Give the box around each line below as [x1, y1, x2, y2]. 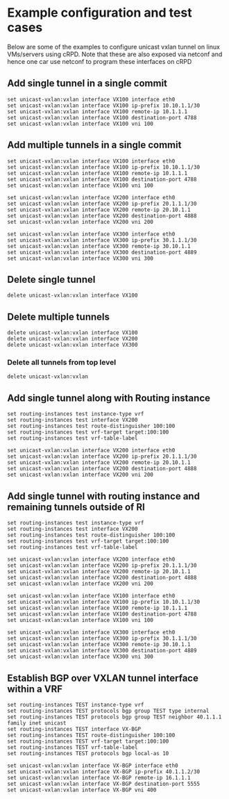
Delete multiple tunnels [7, 311, 110, 322]
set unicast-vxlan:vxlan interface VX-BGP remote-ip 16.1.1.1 [7, 774, 191, 781]
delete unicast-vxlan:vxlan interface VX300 [7, 342, 138, 349]
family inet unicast [7, 719, 67, 727]
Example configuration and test [7, 5, 192, 21]
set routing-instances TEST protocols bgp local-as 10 [7, 750, 169, 757]
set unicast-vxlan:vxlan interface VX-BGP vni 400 [7, 786, 157, 793]
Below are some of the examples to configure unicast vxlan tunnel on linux [7, 42, 221, 51]
